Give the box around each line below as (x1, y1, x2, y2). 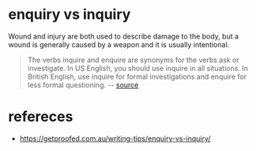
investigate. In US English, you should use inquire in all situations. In (27, 63, 249, 72)
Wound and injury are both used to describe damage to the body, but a (8, 31, 239, 41)
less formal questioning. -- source (27, 80, 139, 90)
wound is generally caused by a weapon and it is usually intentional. (8, 39, 230, 49)
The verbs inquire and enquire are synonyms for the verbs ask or (27, 55, 239, 64)
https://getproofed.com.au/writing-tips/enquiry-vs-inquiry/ (19, 134, 211, 143)
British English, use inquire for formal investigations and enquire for (27, 72, 247, 81)
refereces (8, 108, 73, 126)
